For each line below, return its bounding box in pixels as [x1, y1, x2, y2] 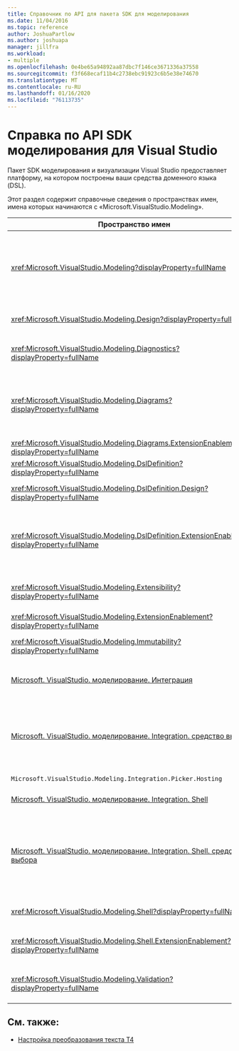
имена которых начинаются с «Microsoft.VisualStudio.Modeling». [7, 202, 204, 211]
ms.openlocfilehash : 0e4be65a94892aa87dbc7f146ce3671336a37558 [7, 63, 199, 71]
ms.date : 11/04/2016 [7, 17, 69, 24]
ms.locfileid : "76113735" [7, 97, 84, 104]
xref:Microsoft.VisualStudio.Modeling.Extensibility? [11, 582, 181, 592]
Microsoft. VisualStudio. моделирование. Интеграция [11, 675, 193, 685]
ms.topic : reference [7, 24, 69, 31]
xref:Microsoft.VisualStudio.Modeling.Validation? [11, 974, 174, 984]
